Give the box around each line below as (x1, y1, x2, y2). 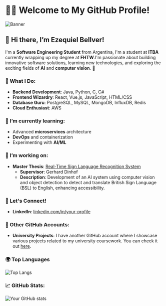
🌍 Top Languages (5, 256, 50, 263)
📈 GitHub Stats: (5, 282, 45, 289)
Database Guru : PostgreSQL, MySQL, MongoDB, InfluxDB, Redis (12, 100, 146, 106)
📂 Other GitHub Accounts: (5, 221, 70, 228)
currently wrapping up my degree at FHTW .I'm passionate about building (5, 54, 156, 60)
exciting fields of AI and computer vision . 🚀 (5, 65, 95, 71)
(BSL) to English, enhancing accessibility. (19, 185, 105, 191)
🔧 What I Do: (5, 77, 36, 84)
